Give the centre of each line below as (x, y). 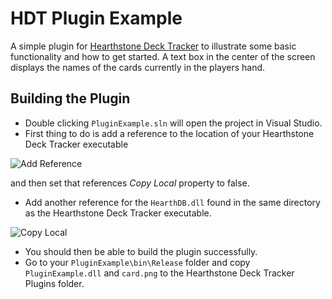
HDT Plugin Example (96, 18)
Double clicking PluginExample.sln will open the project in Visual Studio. (173, 123)
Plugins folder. (54, 283)
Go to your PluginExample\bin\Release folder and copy (137, 262)
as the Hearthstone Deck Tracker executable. (118, 213)
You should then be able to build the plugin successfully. (141, 251)
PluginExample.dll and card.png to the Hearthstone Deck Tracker (159, 273)
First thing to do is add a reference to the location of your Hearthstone (169, 133)
